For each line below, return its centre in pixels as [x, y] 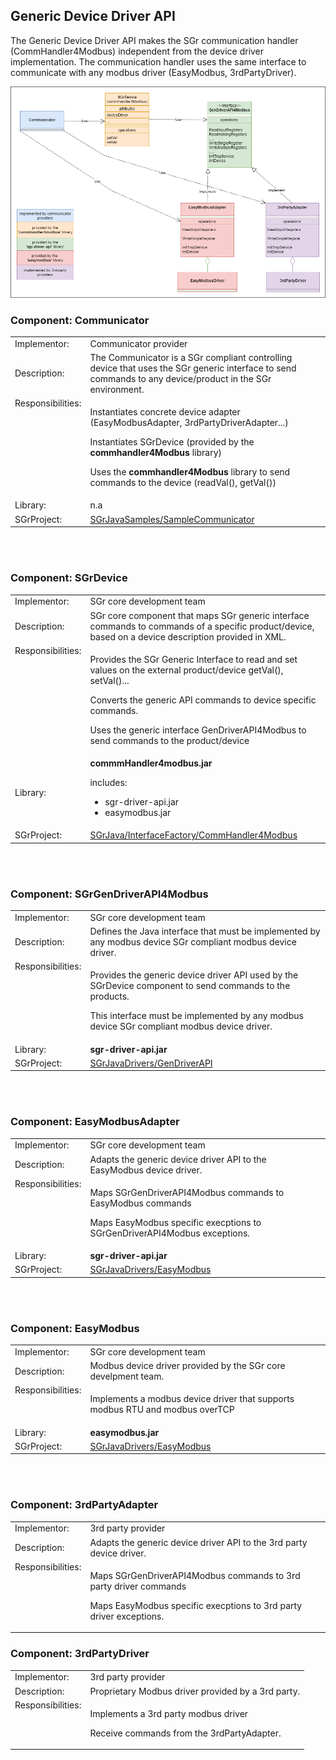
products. [109, 996]
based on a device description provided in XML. [188, 636]
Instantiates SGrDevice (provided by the [172, 442]
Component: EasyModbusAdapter [95, 1122]
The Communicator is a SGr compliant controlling [191, 357]
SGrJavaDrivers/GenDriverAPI [151, 1063]
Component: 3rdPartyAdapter [84, 1505]
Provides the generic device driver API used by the [194, 975]
